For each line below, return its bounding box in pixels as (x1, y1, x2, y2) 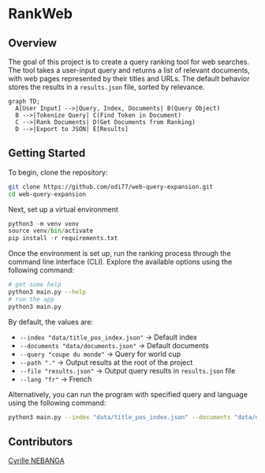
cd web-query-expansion (8, 190, 87, 198)
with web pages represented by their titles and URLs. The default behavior (8, 74, 250, 83)
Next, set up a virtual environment (8, 205, 118, 214)
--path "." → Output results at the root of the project (19, 357, 193, 367)
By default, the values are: (8, 317, 93, 326)
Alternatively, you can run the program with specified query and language (8, 389, 248, 399)
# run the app (8, 295, 55, 303)
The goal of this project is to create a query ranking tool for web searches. (8, 57, 250, 66)
